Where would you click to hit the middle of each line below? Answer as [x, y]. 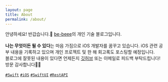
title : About [19, 15]
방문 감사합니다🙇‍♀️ [23, 65]
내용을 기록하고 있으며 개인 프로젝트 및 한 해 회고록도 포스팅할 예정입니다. [83, 52]
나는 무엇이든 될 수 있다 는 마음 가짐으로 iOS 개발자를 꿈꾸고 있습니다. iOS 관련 [81, 46]
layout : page [19, 10]
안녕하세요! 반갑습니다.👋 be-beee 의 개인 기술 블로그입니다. [64, 34]
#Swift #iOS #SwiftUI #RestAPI [37, 75]
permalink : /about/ [26, 19]
